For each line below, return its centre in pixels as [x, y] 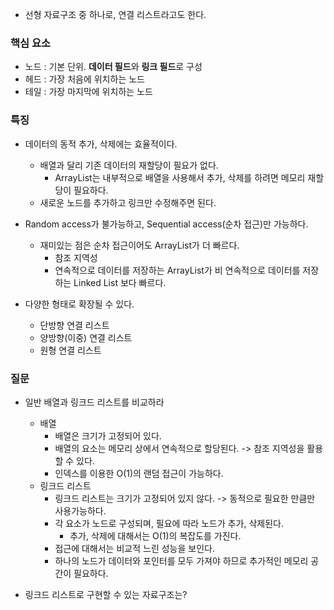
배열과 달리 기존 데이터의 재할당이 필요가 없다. [129, 165]
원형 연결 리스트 [70, 350]
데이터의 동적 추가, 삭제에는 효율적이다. [101, 144]
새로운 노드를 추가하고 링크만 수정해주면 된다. [128, 202]
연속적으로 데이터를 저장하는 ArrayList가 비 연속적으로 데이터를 [177, 270]
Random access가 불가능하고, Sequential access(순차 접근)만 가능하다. [166, 224]
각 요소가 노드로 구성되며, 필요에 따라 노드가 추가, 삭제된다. [169, 523]
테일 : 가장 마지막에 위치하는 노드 [88, 92]
